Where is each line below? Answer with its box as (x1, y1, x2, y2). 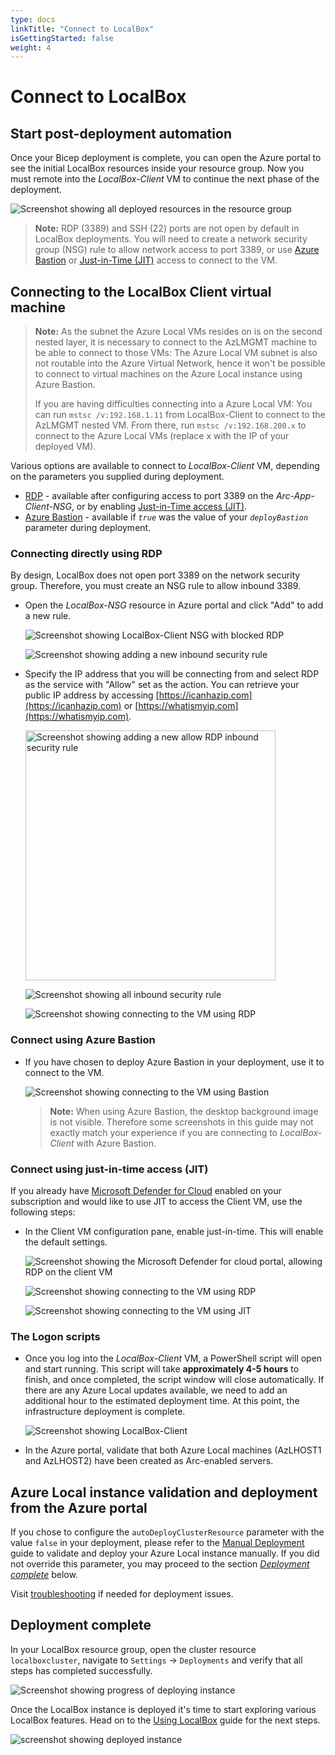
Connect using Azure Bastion (10, 1033, 156, 1047)
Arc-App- (275, 490, 315, 502)
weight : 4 (10, 42, 52, 53)
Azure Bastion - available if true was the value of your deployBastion (24, 511, 309, 523)
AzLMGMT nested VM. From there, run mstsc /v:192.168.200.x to (34, 419, 307, 431)
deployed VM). (34, 441, 97, 453)
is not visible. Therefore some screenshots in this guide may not (49, 1116, 314, 1128)
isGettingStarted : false (10, 33, 114, 43)
